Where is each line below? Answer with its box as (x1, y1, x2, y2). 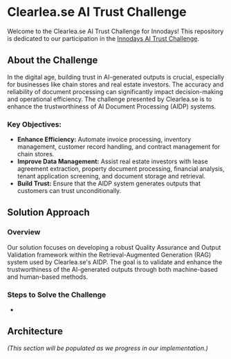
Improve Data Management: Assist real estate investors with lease (17, 157, 209, 166)
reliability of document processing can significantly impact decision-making (7, 87, 223, 95)
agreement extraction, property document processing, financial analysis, (17, 165, 225, 173)
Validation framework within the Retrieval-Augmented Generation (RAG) (7, 250, 212, 259)
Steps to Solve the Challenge (7, 290, 107, 300)
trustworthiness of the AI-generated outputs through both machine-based (7, 265, 218, 273)
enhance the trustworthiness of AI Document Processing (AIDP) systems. (7, 102, 216, 111)
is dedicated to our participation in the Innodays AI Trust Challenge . (7, 34, 199, 42)
